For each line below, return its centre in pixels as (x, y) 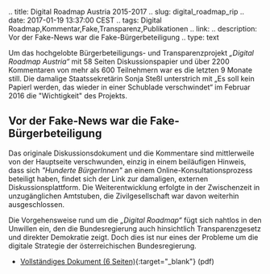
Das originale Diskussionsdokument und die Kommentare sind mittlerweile (131, 153)
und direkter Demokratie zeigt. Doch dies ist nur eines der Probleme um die (133, 237)
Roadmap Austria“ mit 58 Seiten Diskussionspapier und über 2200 (119, 61)
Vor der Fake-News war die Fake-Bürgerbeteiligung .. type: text (114, 37)
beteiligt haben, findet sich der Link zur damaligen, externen (108, 179)
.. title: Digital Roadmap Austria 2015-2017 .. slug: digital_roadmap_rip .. (126, 12)
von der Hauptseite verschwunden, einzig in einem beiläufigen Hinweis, (127, 161)
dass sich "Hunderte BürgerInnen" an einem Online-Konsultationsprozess (131, 170)
